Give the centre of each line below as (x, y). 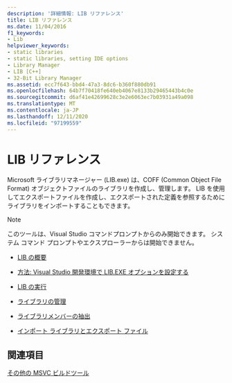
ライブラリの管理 (42, 301)
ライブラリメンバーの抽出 (54, 317)
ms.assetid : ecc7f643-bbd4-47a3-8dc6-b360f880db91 (82, 84)
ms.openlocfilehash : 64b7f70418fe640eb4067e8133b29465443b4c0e (100, 91)
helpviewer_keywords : (38, 46)
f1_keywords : (26, 33)
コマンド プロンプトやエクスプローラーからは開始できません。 (109, 242)
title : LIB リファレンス (40, 20)
